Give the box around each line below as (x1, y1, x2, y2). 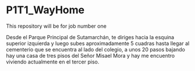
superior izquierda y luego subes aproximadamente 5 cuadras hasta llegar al (6, 40, 190, 47)
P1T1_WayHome (6, 3, 85, 17)
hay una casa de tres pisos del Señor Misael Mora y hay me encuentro (6, 52, 175, 59)
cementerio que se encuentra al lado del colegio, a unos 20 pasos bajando (6, 46, 185, 53)
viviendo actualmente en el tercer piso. (6, 58, 100, 65)
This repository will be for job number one (6, 23, 107, 29)
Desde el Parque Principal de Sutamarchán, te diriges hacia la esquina (6, 33, 175, 40)
